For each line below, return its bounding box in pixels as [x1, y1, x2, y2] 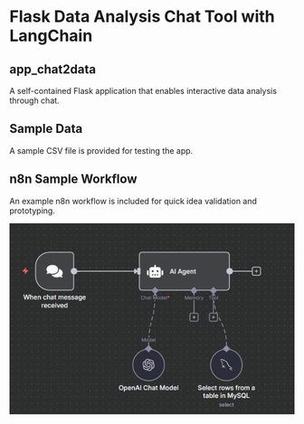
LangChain [9, 25, 93, 46]
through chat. [9, 95, 61, 106]
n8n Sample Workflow [9, 172, 138, 187]
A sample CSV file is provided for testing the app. [9, 145, 194, 155]
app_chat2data [9, 61, 97, 77]
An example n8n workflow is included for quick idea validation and [9, 195, 258, 206]
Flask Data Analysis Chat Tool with [9, 6, 275, 27]
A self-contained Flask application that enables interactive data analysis [9, 86, 278, 96]
